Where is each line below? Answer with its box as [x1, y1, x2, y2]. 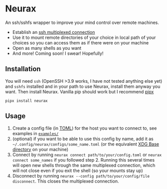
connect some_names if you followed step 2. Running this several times [12, 157, 155, 163]
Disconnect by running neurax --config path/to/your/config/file [12, 173, 150, 179]
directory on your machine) [12, 146, 69, 152]
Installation [5, 65, 41, 73]
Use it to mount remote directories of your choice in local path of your [12, 34, 156, 40]
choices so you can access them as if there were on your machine [12, 39, 149, 45]
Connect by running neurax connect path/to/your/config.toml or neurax [12, 152, 162, 158]
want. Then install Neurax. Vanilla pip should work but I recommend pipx [5, 88, 154, 95]
